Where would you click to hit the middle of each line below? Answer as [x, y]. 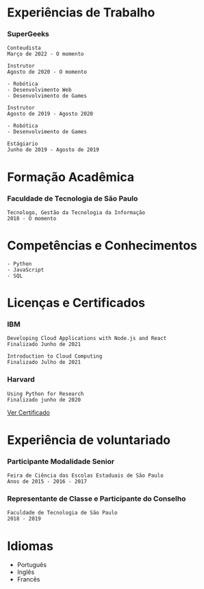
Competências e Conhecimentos [102, 246]
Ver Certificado [28, 413]
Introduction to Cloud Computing [55, 356]
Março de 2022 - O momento [46, 54]
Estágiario [23, 144]
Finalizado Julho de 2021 [44, 363]
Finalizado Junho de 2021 [44, 344]
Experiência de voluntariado [89, 440]
